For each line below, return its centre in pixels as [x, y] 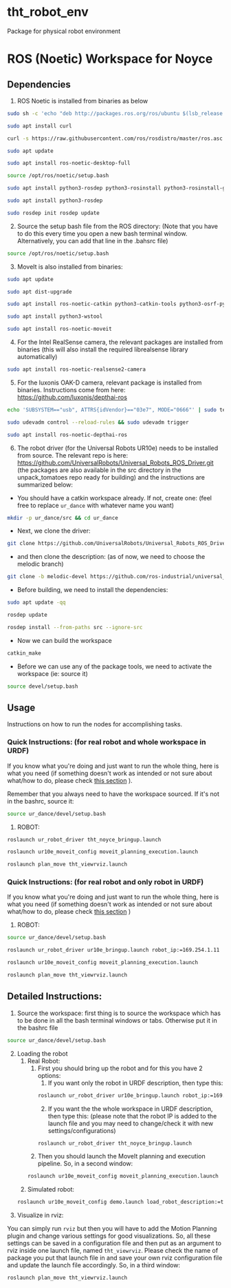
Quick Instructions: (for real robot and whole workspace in [107, 742]
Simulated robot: [51, 1189]
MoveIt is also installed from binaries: [70, 267]
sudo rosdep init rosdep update [53, 213]
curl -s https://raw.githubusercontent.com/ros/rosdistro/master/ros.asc [115, 139]
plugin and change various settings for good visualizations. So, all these [109, 1236]
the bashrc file [37, 1028]
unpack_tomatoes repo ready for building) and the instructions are [111, 477]
